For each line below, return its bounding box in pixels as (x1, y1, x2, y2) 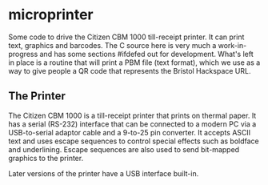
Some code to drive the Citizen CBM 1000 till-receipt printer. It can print (8, 32, 245, 42)
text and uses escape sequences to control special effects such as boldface (8, 136, 260, 146)
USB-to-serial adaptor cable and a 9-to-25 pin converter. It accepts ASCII (8, 127, 251, 137)
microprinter (8, 6, 94, 24)
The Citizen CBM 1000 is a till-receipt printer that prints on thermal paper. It (8, 111, 257, 120)
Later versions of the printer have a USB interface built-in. (8, 168, 199, 178)
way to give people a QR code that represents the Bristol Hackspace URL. (8, 66, 251, 75)
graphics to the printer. (8, 153, 84, 163)
